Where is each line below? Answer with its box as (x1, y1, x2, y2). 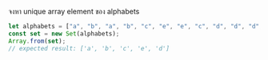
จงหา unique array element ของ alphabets (8, 7, 140, 16)
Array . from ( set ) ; (8, 37, 66, 45)
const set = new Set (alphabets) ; (8, 29, 120, 38)
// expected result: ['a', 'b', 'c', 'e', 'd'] (8, 44, 170, 52)
